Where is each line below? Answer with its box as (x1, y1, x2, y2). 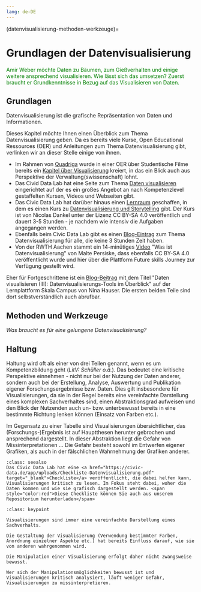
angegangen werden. (14, 224, 68, 231)
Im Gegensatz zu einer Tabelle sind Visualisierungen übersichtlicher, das (6, 422, 186, 429)
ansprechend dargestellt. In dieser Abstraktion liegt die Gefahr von (6, 435, 171, 442)
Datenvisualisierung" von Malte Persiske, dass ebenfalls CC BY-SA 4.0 (14, 250, 190, 257)
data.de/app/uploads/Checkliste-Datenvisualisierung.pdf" (6, 470, 154, 476)
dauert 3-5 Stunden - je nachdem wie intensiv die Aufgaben (14, 218, 164, 225)
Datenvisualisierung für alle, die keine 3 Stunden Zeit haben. (14, 237, 164, 244)
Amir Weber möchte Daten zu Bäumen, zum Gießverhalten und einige (6, 66, 178, 73)
